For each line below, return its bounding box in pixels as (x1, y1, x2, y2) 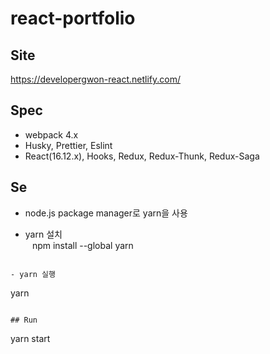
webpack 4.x (24, 128, 79, 141)
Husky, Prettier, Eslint (24, 139, 113, 151)
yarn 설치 (24, 228, 63, 240)
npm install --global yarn (31, 239, 134, 251)
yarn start (10, 332, 51, 344)
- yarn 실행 (10, 269, 56, 279)
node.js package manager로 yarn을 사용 (24, 207, 188, 219)
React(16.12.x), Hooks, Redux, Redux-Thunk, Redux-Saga (24, 150, 260, 162)
